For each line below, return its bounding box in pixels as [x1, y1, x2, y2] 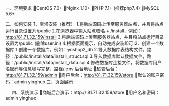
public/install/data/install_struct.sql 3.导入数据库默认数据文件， [16, 53, 147, 59]
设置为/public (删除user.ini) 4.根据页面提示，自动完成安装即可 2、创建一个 [5, 40, 160, 46]
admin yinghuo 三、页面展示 [14, 78, 74, 85]
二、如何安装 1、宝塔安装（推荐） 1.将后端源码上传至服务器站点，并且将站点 [5, 21, 164, 27]
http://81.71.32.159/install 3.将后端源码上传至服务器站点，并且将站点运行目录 [5, 34, 164, 40]
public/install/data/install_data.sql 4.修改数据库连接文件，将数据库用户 [16, 60, 162, 65]
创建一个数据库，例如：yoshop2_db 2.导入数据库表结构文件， [18, 47, 147, 52]
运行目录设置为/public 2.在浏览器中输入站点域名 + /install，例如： [5, 28, 142, 34]
